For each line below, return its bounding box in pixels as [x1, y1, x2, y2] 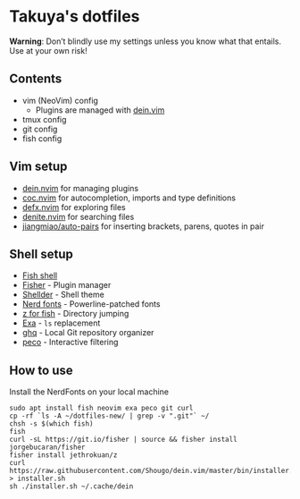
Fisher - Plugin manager [21, 280, 112, 291]
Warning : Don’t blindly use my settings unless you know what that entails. [9, 36, 281, 47]
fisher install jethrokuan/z [9, 451, 118, 460]
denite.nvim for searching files [21, 211, 135, 222]
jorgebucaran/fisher [9, 443, 87, 452]
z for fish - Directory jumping [21, 309, 129, 319]
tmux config [21, 114, 67, 124]
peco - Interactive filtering [21, 337, 119, 348]
